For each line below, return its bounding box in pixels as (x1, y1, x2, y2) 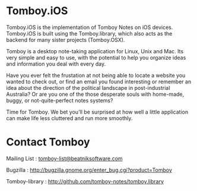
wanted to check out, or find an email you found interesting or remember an (6, 78, 192, 85)
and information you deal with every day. (6, 60, 106, 67)
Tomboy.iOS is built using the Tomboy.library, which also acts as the (6, 30, 173, 37)
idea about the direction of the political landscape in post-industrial (6, 84, 170, 91)
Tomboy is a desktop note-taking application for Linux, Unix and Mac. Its (6, 47, 184, 54)
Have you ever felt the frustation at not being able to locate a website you (6, 72, 186, 79)
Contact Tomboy (6, 135, 90, 149)
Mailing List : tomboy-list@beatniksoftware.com (6, 155, 123, 162)
